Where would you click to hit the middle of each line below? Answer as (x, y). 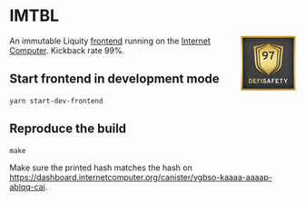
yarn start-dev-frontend (56, 100)
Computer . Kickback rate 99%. (67, 50)
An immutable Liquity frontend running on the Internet (110, 41)
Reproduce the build (68, 129)
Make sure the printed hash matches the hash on (101, 167)
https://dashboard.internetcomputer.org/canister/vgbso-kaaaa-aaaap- (141, 177)
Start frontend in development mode (114, 79)
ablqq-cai (27, 187)
